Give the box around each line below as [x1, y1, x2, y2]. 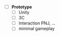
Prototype [11, 4, 32, 10]
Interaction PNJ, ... [18, 20, 56, 26]
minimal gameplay [18, 26, 55, 32]
